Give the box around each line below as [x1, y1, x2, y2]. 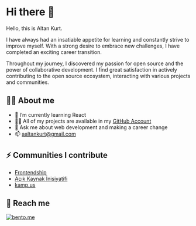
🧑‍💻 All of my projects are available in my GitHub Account [14, 117, 152, 124]
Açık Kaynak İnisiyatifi [14, 175, 68, 182]
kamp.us [14, 181, 36, 188]
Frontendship [14, 168, 47, 176]
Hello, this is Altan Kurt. [6, 25, 63, 32]
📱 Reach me [6, 198, 50, 208]
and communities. [6, 79, 50, 86]
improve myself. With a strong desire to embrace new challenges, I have [6, 42, 180, 49]
